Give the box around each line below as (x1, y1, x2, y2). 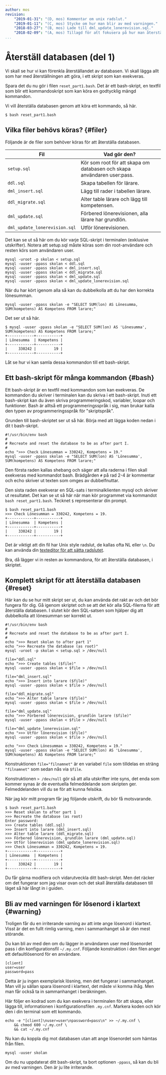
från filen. (5, 1041, 25, 1047)
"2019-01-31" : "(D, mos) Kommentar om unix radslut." (14, 16, 127, 21)
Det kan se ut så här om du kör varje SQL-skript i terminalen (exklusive (5, 237, 149, 243)
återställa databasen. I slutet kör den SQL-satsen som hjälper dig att (5, 607, 143, 614)
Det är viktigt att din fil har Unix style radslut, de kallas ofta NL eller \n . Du (5, 541, 155, 547)
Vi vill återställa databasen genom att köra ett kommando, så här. (5, 102, 137, 109)
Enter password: (5, 819, 39, 824)
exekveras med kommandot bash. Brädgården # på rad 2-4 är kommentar (5, 472, 155, 478)
